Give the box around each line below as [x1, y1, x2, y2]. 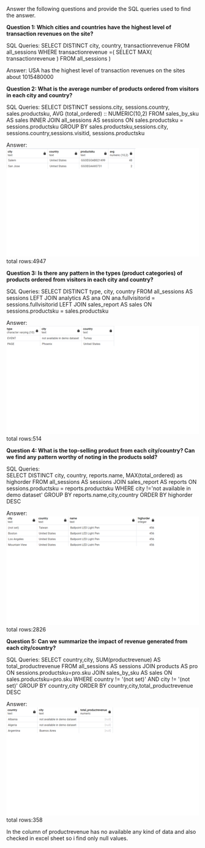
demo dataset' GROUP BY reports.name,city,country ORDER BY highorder [6, 491, 193, 498]
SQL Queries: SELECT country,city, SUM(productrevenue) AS [6, 656, 161, 663]
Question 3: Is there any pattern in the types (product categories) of [6, 269, 183, 277]
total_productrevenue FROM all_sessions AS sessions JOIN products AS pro [6, 662, 198, 669]
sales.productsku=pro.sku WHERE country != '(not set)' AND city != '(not [6, 675, 190, 683]
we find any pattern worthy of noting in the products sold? [6, 453, 158, 461]
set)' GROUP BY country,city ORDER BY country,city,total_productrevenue [6, 682, 193, 689]
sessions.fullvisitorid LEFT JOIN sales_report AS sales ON [6, 300, 152, 308]
